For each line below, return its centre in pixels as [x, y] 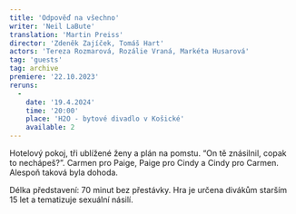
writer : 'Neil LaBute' [52, 26]
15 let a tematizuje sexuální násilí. [71, 199]
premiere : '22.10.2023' [54, 77]
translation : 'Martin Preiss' [67, 34]
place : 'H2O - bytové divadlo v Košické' [105, 119]
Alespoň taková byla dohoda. [64, 172]
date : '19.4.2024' [60, 102]
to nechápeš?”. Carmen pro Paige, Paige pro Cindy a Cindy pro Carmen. [144, 163]
